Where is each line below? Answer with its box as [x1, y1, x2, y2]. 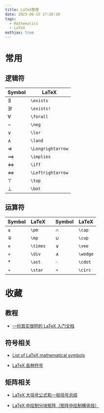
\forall [30, 114, 49, 119]
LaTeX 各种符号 [12, 362, 43, 368]
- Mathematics [9, 21, 38, 26]
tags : [5, 16, 16, 21]
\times [30, 243, 46, 249]
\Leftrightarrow [30, 170, 69, 175]
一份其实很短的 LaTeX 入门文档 [12, 323, 75, 329]
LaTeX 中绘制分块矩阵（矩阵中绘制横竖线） [12, 403, 99, 409]
